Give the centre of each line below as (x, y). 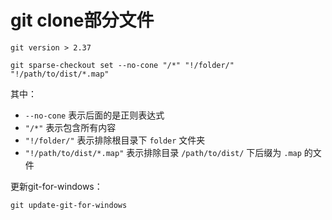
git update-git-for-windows (69, 205)
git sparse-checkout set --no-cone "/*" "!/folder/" (122, 65)
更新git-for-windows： (56, 186)
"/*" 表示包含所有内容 (70, 127)
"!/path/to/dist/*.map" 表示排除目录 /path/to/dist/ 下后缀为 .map (163, 152)
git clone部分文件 (82, 20)
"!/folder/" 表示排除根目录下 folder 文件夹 (115, 140)
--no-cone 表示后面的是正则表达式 (94, 115)
